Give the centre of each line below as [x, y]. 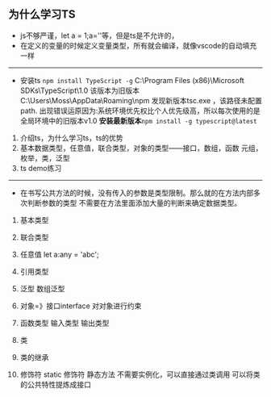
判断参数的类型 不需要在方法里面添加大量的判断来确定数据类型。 [134, 203]
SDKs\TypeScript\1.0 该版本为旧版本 [79, 90]
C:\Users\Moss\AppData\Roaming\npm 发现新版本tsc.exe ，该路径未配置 [141, 100]
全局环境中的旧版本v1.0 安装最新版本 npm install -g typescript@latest [138, 120]
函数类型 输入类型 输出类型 [65, 323]
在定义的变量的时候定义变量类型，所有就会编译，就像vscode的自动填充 [138, 45]
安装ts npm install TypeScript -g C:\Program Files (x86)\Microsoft [132, 80]
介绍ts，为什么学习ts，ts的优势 [71, 138]
